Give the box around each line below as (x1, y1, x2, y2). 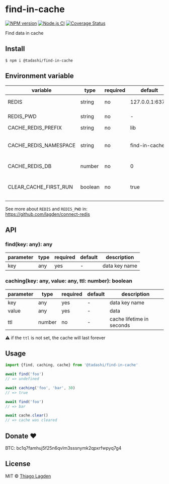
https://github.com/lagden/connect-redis (5, 211, 91, 217)
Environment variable (5, 72, 74, 80)
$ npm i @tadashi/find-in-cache (5, 58, 73, 63)
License (5, 460, 31, 468)
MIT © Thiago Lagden (5, 473, 51, 479)
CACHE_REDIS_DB (8, 162, 52, 169)
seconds (110, 322, 130, 329)
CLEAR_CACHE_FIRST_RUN (8, 183, 73, 190)
